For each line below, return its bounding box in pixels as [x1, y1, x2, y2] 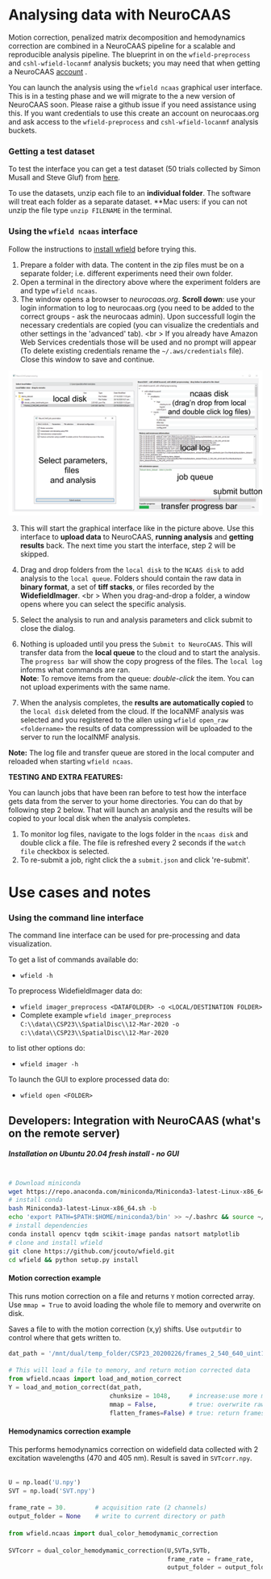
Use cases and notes [8, 883, 152, 902]
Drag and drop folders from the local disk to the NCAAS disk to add [19, 565, 244, 574]
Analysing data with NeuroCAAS [8, 6, 231, 24]
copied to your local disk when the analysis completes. [8, 813, 191, 823]
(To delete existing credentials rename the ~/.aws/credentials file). [19, 345, 244, 355]
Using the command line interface [8, 912, 144, 924]
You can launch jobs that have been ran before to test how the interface [8, 787, 248, 798]
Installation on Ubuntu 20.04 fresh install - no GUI [8, 1149, 180, 1158]
